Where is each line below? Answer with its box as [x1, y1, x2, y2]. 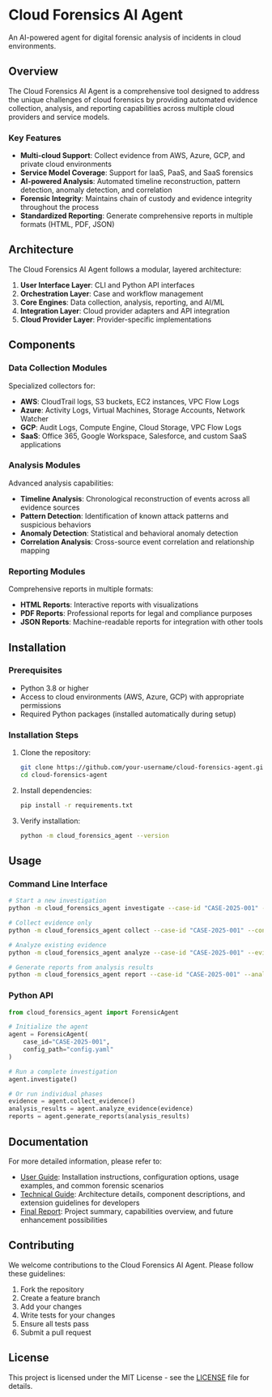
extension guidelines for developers [19, 1198, 140, 1207]
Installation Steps [8, 729, 79, 741]
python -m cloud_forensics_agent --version [19, 831, 170, 839]
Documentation [8, 1134, 89, 1148]
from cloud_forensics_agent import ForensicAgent [8, 1008, 180, 1016]
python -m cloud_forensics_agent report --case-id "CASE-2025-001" [8, 971, 241, 979]
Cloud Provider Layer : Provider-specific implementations [19, 314, 212, 324]
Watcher [19, 413, 49, 423]
